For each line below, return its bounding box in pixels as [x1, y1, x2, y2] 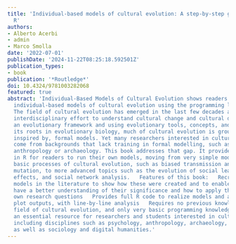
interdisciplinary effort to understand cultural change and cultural [13, 115, 225, 122]
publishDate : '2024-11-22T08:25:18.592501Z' [7, 56, 140, 63]
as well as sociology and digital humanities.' [13, 226, 156, 233]
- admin [7, 37, 30, 44]
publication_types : [7, 63, 65, 70]
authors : [7, 23, 33, 30]
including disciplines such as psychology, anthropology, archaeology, [13, 219, 228, 226]
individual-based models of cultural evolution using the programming [13, 102, 225, 109]
